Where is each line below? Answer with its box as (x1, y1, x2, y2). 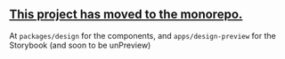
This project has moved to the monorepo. (9, 7, 243, 22)
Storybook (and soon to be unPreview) (9, 40, 151, 50)
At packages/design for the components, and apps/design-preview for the (9, 30, 276, 41)
